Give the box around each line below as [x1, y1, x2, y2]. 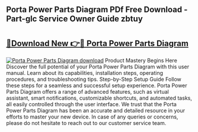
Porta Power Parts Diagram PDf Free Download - [6, 5, 188, 15]
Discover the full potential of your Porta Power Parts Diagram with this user [6, 63, 190, 70]
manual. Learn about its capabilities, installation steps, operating [6, 70, 164, 76]
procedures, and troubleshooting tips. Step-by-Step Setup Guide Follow [6, 76, 182, 82]
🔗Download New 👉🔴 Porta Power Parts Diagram [6, 38, 189, 48]
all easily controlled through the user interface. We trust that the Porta [6, 101, 177, 108]
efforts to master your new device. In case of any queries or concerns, [6, 113, 178, 120]
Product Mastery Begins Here [104, 57, 178, 64]
